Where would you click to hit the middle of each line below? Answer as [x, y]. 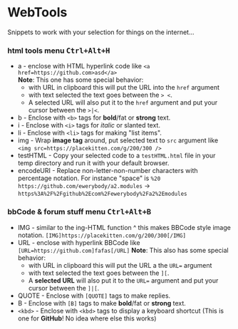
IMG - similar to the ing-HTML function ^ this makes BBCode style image [124, 227]
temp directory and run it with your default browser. [93, 163]
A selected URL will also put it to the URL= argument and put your [123, 280]
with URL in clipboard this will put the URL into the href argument [124, 88]
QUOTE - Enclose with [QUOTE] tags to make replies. [94, 296]
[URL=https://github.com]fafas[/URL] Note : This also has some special [123, 250]
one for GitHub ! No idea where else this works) [87, 318]
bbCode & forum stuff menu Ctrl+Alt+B [79, 212]
